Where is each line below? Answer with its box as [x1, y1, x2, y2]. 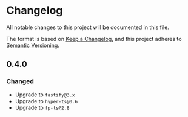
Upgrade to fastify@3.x [15, 91, 75, 98]
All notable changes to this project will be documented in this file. [6, 24, 170, 31]
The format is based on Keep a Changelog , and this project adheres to [6, 35, 182, 42]
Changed [6, 77, 35, 86]
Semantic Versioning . [6, 42, 59, 49]
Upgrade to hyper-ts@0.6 [15, 97, 78, 104]
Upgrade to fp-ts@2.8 [15, 104, 70, 111]
